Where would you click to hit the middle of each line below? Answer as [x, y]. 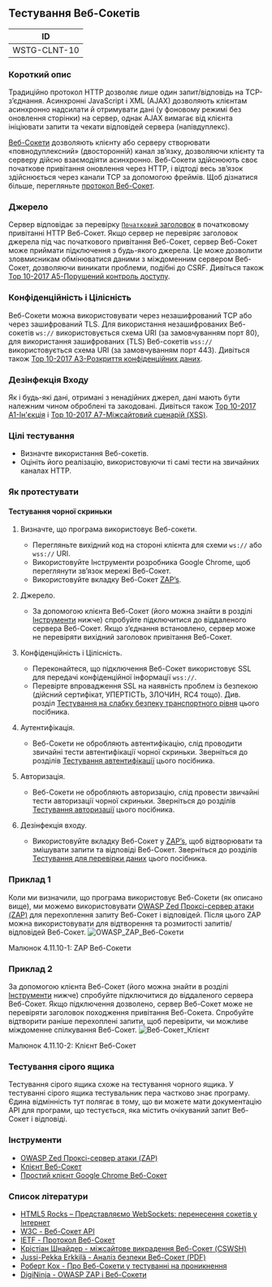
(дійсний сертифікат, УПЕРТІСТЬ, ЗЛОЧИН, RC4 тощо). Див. [136, 694]
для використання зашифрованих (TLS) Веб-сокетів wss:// [110, 341]
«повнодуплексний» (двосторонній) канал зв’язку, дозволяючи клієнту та [136, 151]
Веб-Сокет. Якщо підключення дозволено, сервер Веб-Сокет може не [131, 1004]
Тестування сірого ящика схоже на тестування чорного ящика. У [121, 1084]
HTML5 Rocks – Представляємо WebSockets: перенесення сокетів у [138, 1214]
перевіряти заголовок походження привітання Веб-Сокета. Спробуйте [131, 1013]
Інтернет [35, 1222]
